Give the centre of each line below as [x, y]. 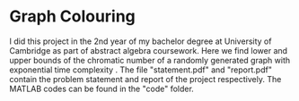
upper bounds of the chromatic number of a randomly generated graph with [150, 60]
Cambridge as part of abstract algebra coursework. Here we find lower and [149, 50]
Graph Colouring [73, 17]
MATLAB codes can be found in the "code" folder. [102, 88]
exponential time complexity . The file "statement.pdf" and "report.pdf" [141, 70]
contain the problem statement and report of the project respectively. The [145, 79]
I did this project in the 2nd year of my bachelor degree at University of [141, 41]
